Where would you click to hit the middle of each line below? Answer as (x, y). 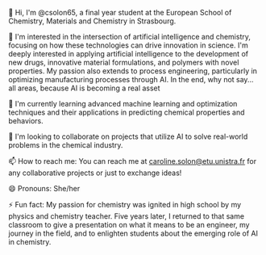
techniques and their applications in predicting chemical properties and (127, 112)
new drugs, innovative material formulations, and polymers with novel (124, 62)
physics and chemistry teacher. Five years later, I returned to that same (126, 216)
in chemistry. (30, 242)
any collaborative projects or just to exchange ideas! (95, 173)
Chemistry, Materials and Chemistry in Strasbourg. (92, 21)
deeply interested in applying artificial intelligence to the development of (128, 54)
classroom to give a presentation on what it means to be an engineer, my (129, 225)
